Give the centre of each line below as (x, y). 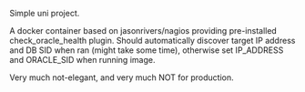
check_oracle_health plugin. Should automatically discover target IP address (152, 41)
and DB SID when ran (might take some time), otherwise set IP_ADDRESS (147, 50)
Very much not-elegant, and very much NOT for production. (122, 77)
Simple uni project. (45, 13)
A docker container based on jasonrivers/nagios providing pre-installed (143, 31)
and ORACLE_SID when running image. (82, 60)
